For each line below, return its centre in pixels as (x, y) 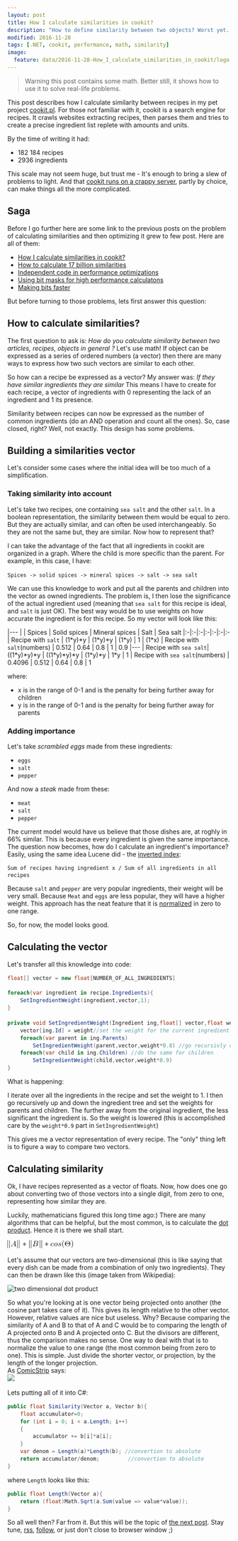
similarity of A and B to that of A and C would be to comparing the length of (117, 1325)
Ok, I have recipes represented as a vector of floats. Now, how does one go (118, 1186)
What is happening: (36, 1082)
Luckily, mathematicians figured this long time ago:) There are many (107, 1215)
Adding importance (41, 731)
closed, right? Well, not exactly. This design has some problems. (101, 428)
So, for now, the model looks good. (58, 925)
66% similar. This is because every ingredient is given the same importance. (119, 839)
